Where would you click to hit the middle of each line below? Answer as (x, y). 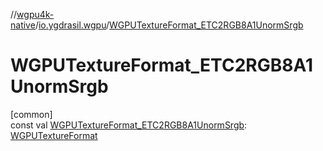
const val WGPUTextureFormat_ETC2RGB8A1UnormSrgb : (129, 125)
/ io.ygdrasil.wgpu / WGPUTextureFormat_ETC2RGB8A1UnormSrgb (169, 25)
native (23, 25)
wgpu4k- (35, 14)
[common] (31, 114)
